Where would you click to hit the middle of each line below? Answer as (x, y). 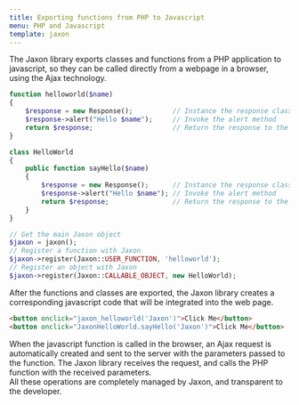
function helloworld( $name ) (61, 94)
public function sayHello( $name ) (87, 169)
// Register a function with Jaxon (75, 251)
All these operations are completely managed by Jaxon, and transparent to (146, 381)
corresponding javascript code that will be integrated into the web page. (141, 302)
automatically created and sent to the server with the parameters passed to (147, 353)
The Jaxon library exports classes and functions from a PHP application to (145, 60)
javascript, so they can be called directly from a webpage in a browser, (139, 69)
